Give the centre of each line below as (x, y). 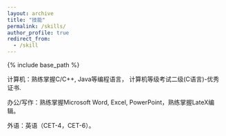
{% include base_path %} (43, 65)
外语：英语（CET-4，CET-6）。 (51, 125)
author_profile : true (38, 33)
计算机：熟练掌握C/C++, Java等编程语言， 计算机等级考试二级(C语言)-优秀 (113, 79)
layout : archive (30, 13)
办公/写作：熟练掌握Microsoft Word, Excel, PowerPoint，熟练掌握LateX (108, 102)
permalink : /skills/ (37, 26)
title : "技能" (27, 20)
